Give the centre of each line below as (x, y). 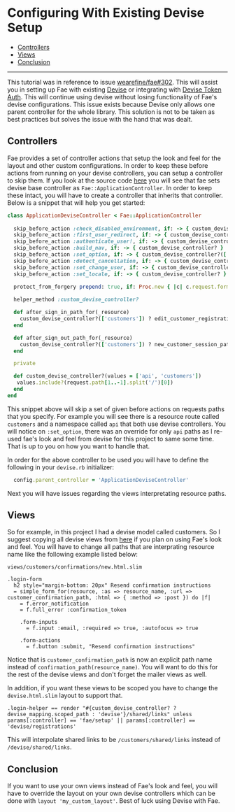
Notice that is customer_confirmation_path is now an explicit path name (110, 660)
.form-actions (40, 641)
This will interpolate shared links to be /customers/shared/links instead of (114, 740)
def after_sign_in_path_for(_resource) (72, 313)
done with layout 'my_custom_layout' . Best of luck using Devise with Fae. (114, 801)
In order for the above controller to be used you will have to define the (108, 460)
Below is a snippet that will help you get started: (76, 202)
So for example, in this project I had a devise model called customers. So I (114, 532)
